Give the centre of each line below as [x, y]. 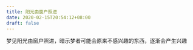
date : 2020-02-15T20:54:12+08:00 [49, 17]
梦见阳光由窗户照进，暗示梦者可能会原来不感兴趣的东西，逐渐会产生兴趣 [96, 41]
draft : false [23, 23]
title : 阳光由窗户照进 [32, 12]
